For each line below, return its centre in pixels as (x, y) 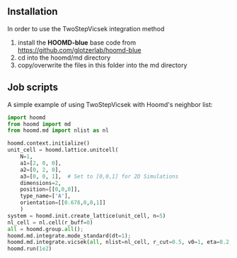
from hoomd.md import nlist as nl (58, 130)
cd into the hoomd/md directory (64, 57)
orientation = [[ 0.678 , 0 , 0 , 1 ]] (63, 203)
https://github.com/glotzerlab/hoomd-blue (79, 50)
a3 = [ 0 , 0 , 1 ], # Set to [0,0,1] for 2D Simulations (99, 176)
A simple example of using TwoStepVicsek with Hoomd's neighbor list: (110, 104)
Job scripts (33, 88)
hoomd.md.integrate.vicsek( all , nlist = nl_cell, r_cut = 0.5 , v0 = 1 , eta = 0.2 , (120, 242)
